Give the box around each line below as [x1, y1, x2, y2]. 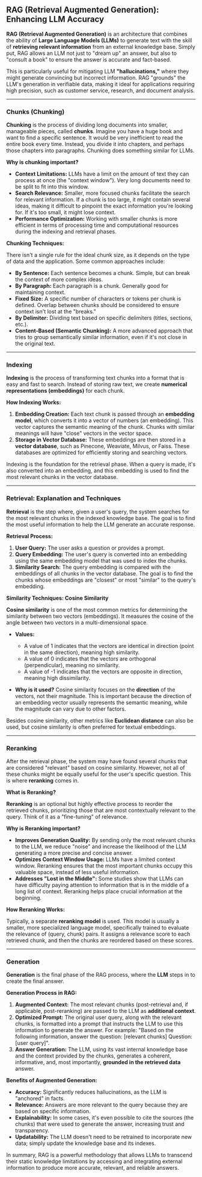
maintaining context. [14, 289, 66, 296]
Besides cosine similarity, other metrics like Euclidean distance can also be [6, 717, 194, 724]
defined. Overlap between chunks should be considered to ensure [14, 302, 179, 309]
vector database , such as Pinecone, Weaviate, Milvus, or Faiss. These [14, 443, 190, 450]
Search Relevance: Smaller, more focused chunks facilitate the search [14, 189, 191, 197]
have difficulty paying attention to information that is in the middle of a [14, 881, 189, 889]
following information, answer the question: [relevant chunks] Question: [14, 1033, 192, 1040]
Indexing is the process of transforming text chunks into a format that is [6, 374, 185, 382]
